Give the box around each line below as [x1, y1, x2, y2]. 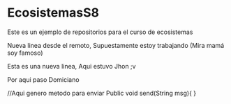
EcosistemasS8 [7, 5, 100, 21]
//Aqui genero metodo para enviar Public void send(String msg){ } [7, 89, 197, 97]
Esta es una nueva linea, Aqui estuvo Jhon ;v [7, 62, 136, 70]
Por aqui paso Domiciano [7, 75, 80, 84]
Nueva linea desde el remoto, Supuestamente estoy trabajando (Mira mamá [7, 41, 225, 49]
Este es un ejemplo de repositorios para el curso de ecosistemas [7, 28, 193, 36]
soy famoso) [7, 49, 43, 57]
